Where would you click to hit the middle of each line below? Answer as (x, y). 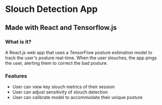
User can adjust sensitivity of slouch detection (60, 92)
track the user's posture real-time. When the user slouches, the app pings (81, 58)
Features (16, 76)
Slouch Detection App (52, 9)
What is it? (18, 42)
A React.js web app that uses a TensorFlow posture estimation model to (79, 52)
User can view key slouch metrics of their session (64, 87)
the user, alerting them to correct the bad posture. (57, 63)
